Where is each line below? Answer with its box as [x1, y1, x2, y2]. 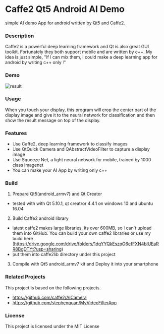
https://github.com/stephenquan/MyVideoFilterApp [12, 299, 117, 306]
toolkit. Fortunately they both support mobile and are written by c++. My [5, 49, 153, 55]
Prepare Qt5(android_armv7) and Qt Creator [12, 191, 103, 197]
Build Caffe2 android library [12, 215, 69, 221]
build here [12, 236, 33, 242]
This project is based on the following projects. [5, 284, 101, 291]
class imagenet [12, 162, 44, 168]
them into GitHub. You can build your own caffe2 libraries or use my [12, 230, 151, 236]
